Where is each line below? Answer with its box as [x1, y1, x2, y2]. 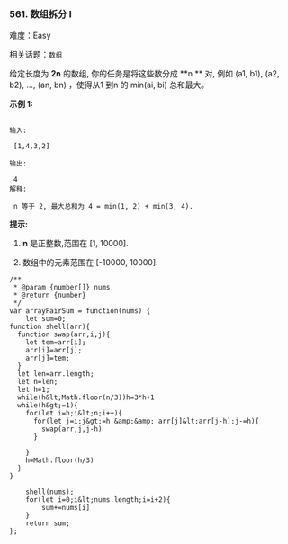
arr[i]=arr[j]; [25, 346, 83, 355]
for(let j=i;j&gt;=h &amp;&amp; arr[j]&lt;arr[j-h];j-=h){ [32, 416, 259, 426]
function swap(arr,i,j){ [17, 330, 111, 339]
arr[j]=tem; [25, 353, 70, 363]
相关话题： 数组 [9, 49, 63, 60]
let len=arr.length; [17, 370, 94, 379]
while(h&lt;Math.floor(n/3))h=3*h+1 [17, 393, 155, 402]
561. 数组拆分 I [9, 7, 72, 20]
